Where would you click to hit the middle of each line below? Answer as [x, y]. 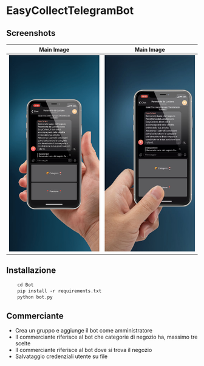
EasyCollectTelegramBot [70, 11]
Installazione [31, 270]
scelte [23, 343]
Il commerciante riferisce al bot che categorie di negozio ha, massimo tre [106, 337]
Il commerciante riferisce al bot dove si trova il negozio [83, 350]
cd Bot [25, 285]
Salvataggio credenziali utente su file [61, 356]
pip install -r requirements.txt [59, 291]
